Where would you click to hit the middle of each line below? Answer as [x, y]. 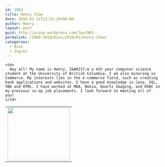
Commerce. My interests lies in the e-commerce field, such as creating [82, 78]
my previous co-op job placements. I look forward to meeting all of [78, 91]
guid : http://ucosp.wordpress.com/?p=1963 [49, 33]
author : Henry [20, 24]
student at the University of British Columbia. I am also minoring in [80, 73]
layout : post [19, 28]
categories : [17, 42]
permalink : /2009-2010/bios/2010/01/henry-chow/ [56, 38]
